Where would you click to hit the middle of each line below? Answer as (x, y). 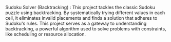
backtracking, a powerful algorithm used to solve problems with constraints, (86, 29)
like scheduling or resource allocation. (46, 34)
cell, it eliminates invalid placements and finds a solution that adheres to (81, 18)
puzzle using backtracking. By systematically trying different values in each (85, 13)
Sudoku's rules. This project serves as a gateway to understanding (76, 23)
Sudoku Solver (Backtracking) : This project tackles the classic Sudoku (80, 7)
